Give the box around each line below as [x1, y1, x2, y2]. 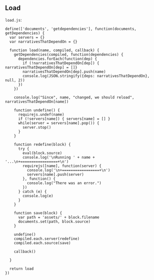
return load [9, 266, 34, 271]
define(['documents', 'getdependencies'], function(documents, [5, 26, 137, 31]
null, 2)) [5, 78, 25, 83]
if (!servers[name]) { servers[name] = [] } [18, 116, 110, 121]
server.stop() [22, 125, 51, 130]
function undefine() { [14, 108, 60, 113]
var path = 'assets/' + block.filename [18, 215, 99, 220]
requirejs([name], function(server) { [22, 163, 102, 168]
